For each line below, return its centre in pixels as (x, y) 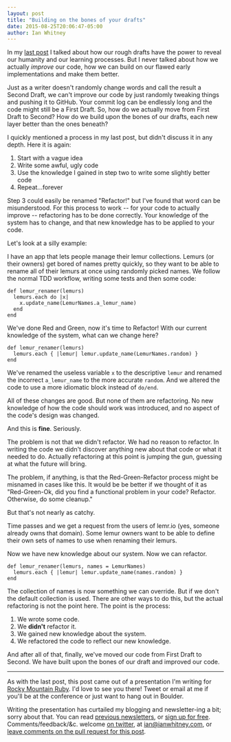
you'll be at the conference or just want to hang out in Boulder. (96, 697)
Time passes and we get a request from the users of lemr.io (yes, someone (113, 526)
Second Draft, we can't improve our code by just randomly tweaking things (113, 95)
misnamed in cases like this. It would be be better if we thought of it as (107, 485)
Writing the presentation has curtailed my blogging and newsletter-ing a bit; (114, 710)
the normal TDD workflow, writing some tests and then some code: (102, 279)
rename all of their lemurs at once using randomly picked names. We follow (114, 271)
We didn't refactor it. (47, 626)
